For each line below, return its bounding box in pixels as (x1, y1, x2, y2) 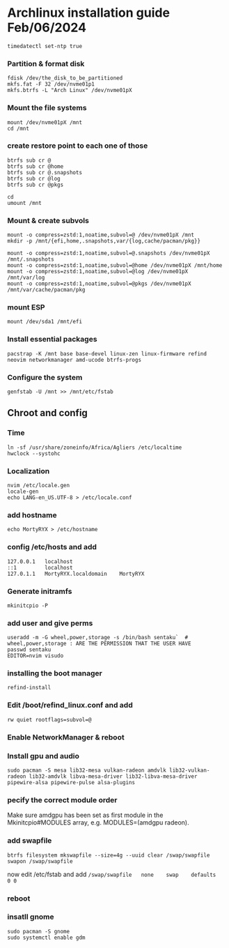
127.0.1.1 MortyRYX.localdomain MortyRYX (7, 570, 145, 577)
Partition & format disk (7, 59, 85, 68)
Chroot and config (7, 407, 88, 419)
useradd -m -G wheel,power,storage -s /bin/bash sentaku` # (7, 634, 189, 641)
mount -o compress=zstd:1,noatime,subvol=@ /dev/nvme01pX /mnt (7, 231, 195, 238)
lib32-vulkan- (169, 767, 210, 774)
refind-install (7, 685, 52, 691)
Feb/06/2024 (7, 20, 87, 36)
